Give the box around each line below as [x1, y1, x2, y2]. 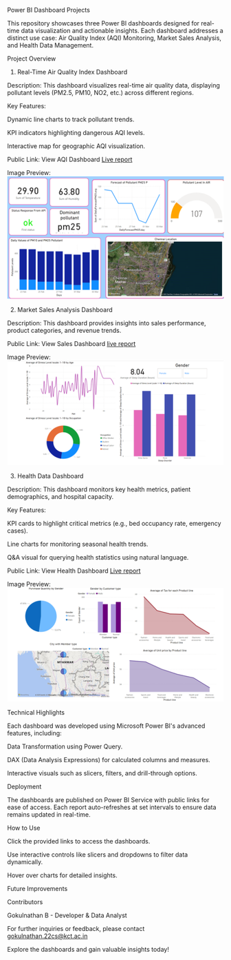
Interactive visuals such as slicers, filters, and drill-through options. [7, 769, 198, 777]
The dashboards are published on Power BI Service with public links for [7, 796, 210, 804]
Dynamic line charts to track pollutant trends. [7, 115, 135, 123]
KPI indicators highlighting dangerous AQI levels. [7, 129, 145, 136]
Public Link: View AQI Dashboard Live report [7, 155, 133, 163]
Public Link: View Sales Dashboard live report [7, 339, 136, 347]
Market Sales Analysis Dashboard [16, 305, 113, 314]
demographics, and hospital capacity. [7, 492, 114, 500]
